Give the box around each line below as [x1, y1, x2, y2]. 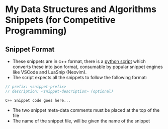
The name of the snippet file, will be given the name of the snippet [12, 117, 150, 124]
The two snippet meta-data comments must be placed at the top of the [12, 107, 160, 113]
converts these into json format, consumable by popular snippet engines [12, 64, 163, 70]
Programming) [5, 25, 67, 36]
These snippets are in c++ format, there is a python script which [12, 58, 146, 64]
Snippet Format [5, 45, 55, 53]
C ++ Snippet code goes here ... [5, 98, 71, 103]
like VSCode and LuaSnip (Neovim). [12, 69, 87, 75]
